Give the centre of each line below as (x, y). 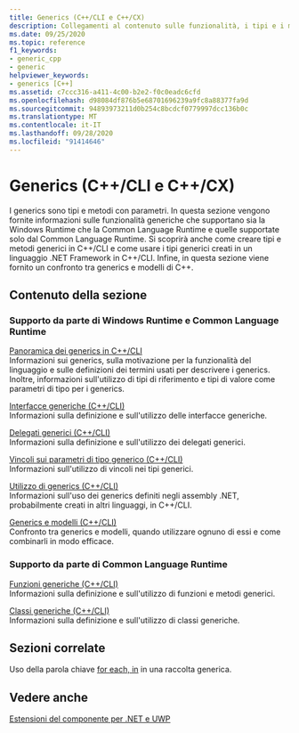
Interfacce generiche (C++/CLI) (67, 406)
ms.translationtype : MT (53, 117)
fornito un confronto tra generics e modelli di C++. (101, 267)
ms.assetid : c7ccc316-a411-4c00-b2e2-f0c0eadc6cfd (105, 92)
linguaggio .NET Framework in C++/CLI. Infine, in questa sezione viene (139, 257)
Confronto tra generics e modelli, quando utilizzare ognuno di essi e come (145, 532)
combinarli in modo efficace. (61, 542)
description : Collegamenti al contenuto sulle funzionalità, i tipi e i (147, 26)
